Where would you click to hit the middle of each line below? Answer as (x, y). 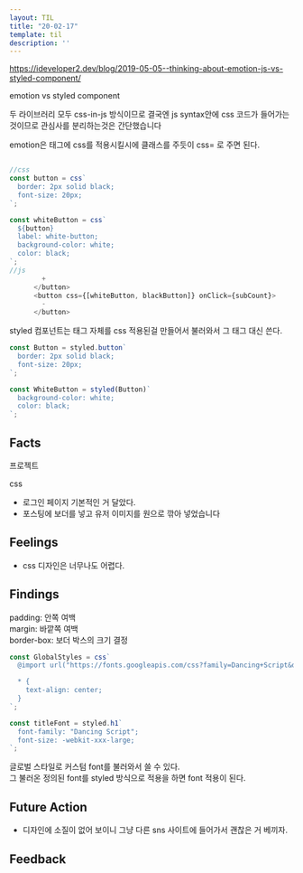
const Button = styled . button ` (68, 348)
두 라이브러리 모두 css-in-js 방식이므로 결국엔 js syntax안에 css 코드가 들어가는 (150, 115)
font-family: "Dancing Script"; (78, 732)
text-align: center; (64, 690)
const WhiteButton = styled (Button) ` (80, 390)
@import (32, 665)
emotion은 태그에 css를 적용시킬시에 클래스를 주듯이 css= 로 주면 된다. (134, 145)
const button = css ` (48, 178)
